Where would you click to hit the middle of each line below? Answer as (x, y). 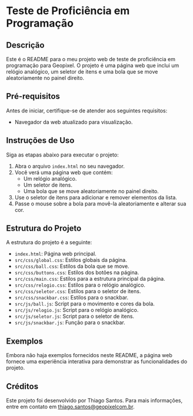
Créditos (22, 386)
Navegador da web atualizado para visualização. (74, 122)
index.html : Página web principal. (56, 254)
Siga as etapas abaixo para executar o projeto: (62, 155)
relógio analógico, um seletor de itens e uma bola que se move (82, 71)
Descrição (25, 45)
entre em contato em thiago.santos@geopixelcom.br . (70, 407)
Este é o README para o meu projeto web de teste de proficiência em (91, 59)
